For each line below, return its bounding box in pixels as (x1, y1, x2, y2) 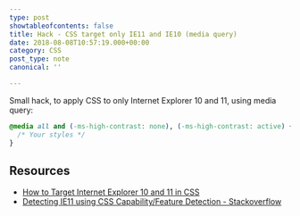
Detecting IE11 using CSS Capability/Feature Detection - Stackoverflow (21, 196, 282, 207)
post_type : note (9, 54, 70, 63)
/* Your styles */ (17, 130, 87, 139)
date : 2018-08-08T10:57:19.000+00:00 (9, 37, 150, 47)
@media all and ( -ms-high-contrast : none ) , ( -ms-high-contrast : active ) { (9, 121, 294, 130)
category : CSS (9, 46, 62, 55)
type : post (9, 12, 50, 22)
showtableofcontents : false (9, 21, 114, 30)
